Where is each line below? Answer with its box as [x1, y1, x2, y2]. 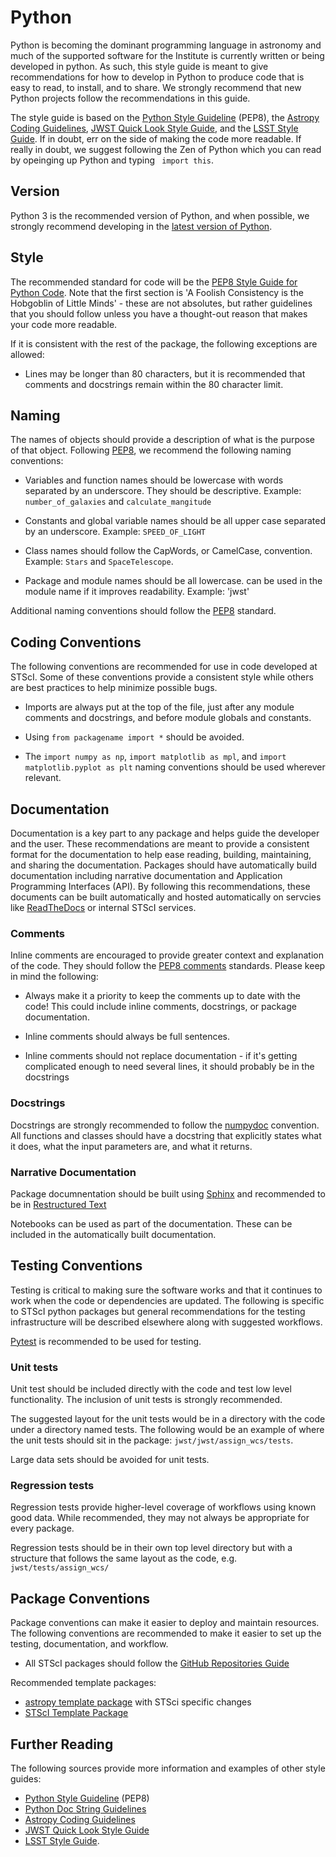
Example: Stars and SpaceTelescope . [24, 556, 174, 568]
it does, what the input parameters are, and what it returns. [10, 1140, 253, 1152]
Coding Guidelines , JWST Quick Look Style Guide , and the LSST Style [10, 122, 299, 134]
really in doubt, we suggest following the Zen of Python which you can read [10, 143, 322, 155]
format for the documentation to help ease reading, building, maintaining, [10, 849, 312, 860]
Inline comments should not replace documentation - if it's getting [24, 1050, 298, 1062]
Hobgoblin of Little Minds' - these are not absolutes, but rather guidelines [10, 297, 313, 309]
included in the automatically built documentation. [10, 1228, 217, 1240]
